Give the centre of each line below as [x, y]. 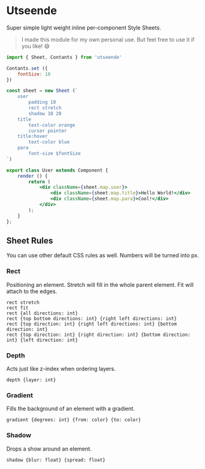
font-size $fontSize [55, 154]
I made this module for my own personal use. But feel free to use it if [108, 39]
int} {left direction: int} [42, 340]
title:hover [33, 136]
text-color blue [49, 142]
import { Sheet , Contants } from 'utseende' [64, 57]
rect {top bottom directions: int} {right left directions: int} [91, 318]
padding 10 [42, 102]
